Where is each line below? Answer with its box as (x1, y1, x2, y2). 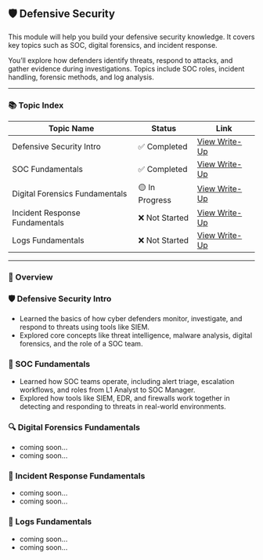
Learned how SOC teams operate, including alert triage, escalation (19, 376, 235, 386)
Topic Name (48, 123, 95, 134)
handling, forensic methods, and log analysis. (8, 72, 155, 82)
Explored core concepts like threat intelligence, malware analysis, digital (19, 331, 253, 340)
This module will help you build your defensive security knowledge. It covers (8, 31, 255, 42)
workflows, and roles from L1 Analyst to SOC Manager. (19, 385, 196, 394)
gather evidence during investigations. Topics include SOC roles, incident (8, 64, 245, 73)
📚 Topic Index (8, 100, 64, 111)
